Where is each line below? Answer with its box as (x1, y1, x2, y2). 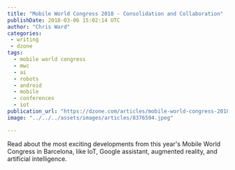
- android (13, 82, 42, 89)
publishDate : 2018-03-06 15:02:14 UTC (7, 17, 120, 24)
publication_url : (7, 108, 58, 115)
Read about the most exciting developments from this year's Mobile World (7, 139, 221, 148)
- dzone (10, 43, 33, 50)
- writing (10, 36, 39, 43)
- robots (13, 75, 39, 83)
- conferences (13, 95, 55, 102)
